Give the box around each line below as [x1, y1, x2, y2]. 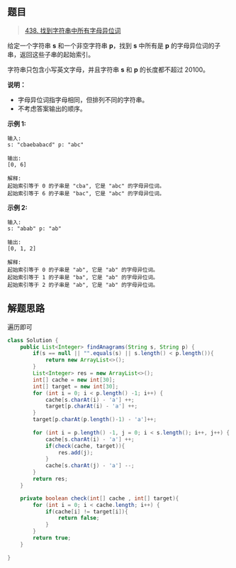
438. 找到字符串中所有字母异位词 [24, 26, 121, 35]
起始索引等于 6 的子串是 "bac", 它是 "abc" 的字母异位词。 [7, 190, 165, 197]
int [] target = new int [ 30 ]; [33, 383, 119, 390]
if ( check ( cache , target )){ [45, 442, 125, 449]
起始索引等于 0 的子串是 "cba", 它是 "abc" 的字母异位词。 [7, 182, 165, 190]
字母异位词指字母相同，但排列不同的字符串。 [17, 95, 149, 104]
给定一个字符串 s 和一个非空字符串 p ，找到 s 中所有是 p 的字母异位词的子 [7, 41, 221, 50]
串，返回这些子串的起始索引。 [7, 50, 94, 58]
